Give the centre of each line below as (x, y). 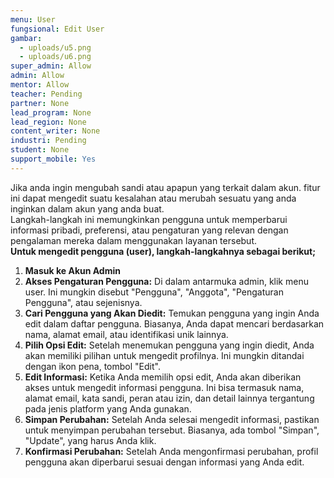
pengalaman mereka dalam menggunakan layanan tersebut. (134, 240)
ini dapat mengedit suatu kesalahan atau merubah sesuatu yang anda (153, 198)
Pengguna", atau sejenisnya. (83, 302)
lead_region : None (48, 122)
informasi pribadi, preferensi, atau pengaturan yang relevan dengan (149, 230)
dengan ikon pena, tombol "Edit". (92, 366)
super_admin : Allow (51, 66)
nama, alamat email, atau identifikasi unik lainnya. (126, 334)
